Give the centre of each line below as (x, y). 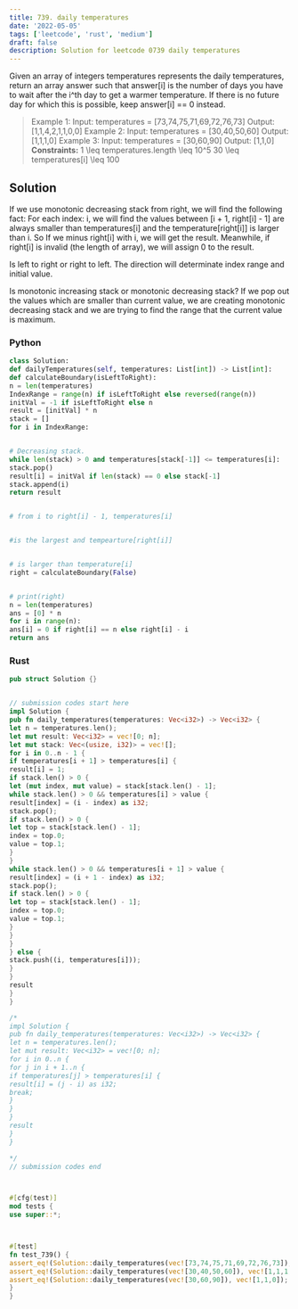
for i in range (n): (45, 622)
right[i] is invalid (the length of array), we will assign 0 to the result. (132, 247)
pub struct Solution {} (53, 679)
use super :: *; (36, 1215)
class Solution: (39, 361)
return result (36, 493)
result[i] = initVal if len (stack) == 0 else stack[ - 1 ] (115, 476)
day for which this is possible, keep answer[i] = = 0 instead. (117, 104)
